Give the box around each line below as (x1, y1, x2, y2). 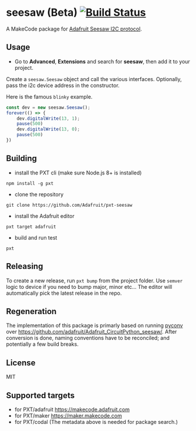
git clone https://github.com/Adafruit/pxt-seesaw (6, 202, 133, 208)
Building (6, 153, 37, 164)
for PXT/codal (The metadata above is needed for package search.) (14, 418, 178, 425)
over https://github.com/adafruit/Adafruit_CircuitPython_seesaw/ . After (6, 328, 177, 335)
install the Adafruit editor (14, 212, 75, 220)
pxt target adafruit (6, 224, 57, 230)
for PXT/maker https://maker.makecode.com (14, 412, 122, 419)
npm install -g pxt (6, 180, 54, 186)
